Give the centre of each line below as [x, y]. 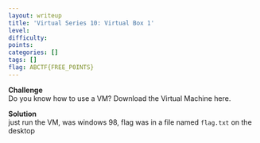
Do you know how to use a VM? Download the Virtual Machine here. [120, 98]
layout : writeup [35, 15]
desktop [22, 130]
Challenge [26, 90]
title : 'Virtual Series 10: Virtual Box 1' [81, 23]
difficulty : [28, 38]
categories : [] [33, 52]
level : [19, 30]
